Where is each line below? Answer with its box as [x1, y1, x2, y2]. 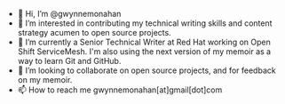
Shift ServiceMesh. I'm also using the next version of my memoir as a [17, 46, 272, 57]
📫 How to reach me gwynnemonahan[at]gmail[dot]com [17, 84, 223, 95]
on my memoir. [17, 75, 73, 84]
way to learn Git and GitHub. [17, 56, 122, 66]
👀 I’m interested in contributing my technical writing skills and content [17, 18, 273, 28]
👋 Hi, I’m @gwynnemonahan [17, 9, 122, 19]
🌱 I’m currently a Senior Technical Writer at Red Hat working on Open [17, 36, 271, 47]
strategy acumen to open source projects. [17, 28, 171, 37]
